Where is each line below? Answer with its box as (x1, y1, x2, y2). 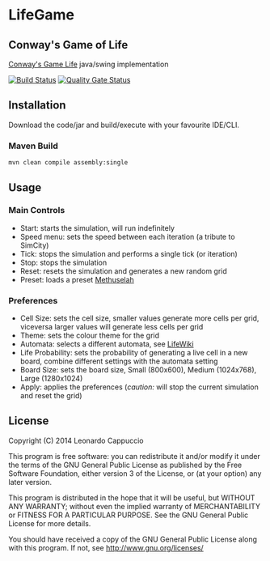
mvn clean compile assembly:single (8, 159, 129, 167)
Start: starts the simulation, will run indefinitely (19, 223, 175, 232)
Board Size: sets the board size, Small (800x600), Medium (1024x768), (19, 365, 257, 375)
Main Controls (8, 205, 65, 216)
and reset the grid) (19, 391, 82, 401)
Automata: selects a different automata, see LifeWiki (19, 339, 194, 349)
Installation (8, 99, 66, 113)
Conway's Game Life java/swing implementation (8, 59, 169, 69)
